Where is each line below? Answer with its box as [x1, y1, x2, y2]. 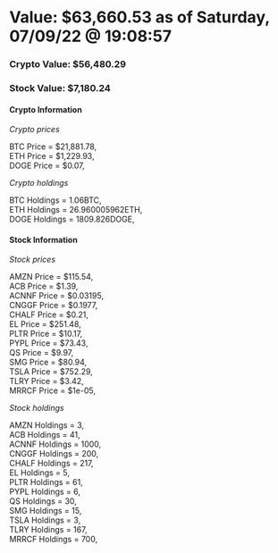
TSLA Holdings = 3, [9, 515, 81, 525]
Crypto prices [9, 124, 60, 135]
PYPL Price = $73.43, [9, 338, 88, 348]
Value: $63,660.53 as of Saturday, [9, 7, 270, 28]
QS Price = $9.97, [9, 348, 74, 358]
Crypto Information [9, 104, 82, 114]
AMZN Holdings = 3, [9, 420, 85, 431]
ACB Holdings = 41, [9, 430, 80, 440]
